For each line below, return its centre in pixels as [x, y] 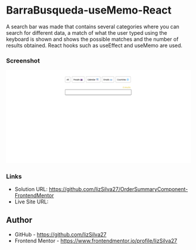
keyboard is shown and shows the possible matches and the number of [92, 39]
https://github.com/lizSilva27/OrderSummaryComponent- [119, 189]
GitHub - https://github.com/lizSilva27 [60, 234]
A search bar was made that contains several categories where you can [93, 27]
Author [19, 220]
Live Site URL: [31, 202]
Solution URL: [31, 189]
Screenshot [23, 61]
